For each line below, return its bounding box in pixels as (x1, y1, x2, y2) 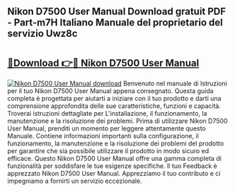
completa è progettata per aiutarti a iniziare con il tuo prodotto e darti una (7, 95, 222, 102)
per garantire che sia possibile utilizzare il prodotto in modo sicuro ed (7, 147, 210, 155)
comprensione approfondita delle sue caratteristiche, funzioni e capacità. (7, 102, 222, 110)
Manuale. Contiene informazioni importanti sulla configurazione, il (7, 132, 200, 140)
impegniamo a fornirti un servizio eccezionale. (7, 176, 143, 185)
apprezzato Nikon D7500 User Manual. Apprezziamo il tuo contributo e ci (7, 169, 221, 177)
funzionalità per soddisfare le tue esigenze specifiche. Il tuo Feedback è (7, 162, 217, 170)
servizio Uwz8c (7, 28, 78, 40)
